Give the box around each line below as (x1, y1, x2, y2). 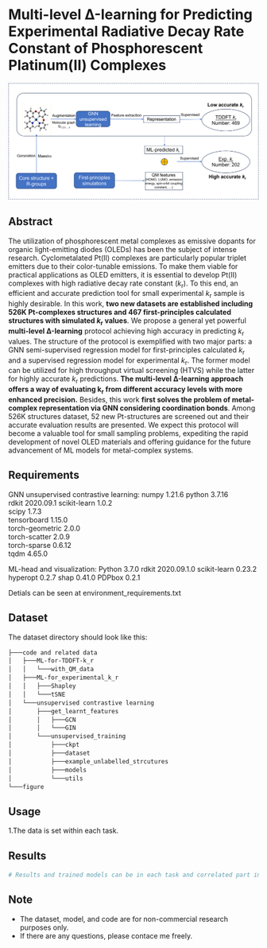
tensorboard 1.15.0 (8, 515, 68, 524)
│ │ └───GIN (8, 724, 77, 732)
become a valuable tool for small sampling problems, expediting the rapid (8, 428, 249, 438)
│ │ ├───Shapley (8, 682, 77, 690)
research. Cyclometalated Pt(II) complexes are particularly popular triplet (8, 253, 247, 262)
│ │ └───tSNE (8, 690, 66, 698)
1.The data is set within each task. (8, 826, 119, 836)
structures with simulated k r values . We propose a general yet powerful (8, 316, 246, 327)
